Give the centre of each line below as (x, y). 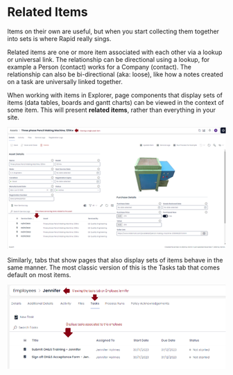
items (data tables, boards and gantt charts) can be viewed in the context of (115, 102)
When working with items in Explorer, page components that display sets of (115, 95)
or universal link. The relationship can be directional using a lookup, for (109, 59)
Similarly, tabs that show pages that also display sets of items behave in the (115, 260)
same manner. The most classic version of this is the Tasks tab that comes (114, 267)
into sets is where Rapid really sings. (59, 38)
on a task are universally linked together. (65, 81)
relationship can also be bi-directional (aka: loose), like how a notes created (115, 74)
